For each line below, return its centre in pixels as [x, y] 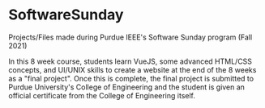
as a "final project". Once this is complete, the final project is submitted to [131, 78]
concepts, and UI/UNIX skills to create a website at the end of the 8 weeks [132, 69]
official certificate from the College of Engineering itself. [102, 95]
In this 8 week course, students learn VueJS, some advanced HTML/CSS [130, 61]
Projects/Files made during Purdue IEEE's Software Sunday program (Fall [130, 37]
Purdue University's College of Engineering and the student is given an [127, 87]
